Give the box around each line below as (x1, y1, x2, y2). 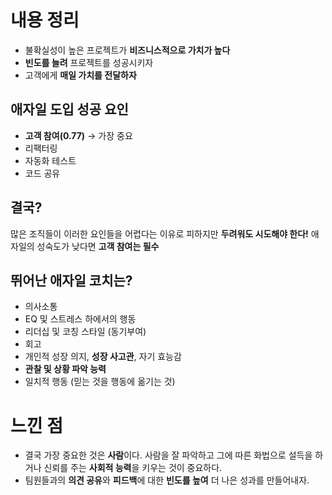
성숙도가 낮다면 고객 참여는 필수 (36, 240, 160, 252)
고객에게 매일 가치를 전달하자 (24, 69, 137, 81)
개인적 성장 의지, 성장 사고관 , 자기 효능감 (24, 351, 182, 363)
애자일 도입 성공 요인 (10, 101, 129, 118)
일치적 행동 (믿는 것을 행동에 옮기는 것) (24, 376, 176, 388)
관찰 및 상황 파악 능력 (24, 363, 107, 375)
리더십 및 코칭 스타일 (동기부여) (24, 326, 147, 338)
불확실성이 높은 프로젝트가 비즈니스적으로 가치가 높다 (24, 44, 231, 56)
